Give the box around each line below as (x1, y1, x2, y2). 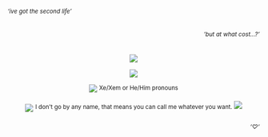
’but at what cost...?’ (203, 30, 260, 38)
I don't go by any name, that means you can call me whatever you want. (34, 103, 233, 111)
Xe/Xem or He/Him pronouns (98, 83, 178, 92)
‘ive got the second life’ (7, 7, 73, 15)
